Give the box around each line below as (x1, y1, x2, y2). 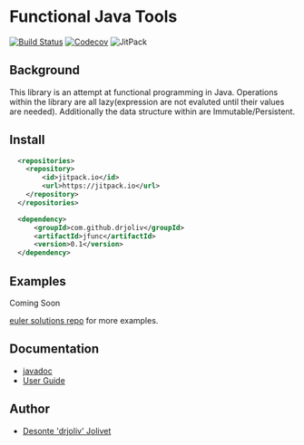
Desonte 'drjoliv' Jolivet (22, 425, 112, 436)
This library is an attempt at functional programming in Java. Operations (9, 86, 279, 97)
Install (9, 132, 45, 148)
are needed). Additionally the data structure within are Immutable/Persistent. (9, 106, 296, 117)
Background (9, 63, 80, 78)
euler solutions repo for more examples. (9, 315, 159, 325)
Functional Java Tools (9, 6, 178, 27)
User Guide (22, 374, 65, 386)
